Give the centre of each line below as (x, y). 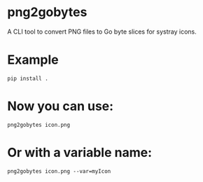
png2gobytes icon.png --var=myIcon (59, 171)
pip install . (28, 78)
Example (33, 60)
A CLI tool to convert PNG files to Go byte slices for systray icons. (102, 31)
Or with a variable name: (80, 153)
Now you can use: (61, 106)
